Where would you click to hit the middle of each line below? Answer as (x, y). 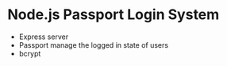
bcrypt (30, 53)
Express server (44, 37)
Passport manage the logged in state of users (93, 45)
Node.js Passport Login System (113, 15)
